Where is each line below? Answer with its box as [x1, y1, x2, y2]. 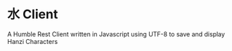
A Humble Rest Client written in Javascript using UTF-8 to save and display [7, 29, 225, 38]
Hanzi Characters [7, 37, 58, 45]
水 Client [7, 6, 58, 22]
